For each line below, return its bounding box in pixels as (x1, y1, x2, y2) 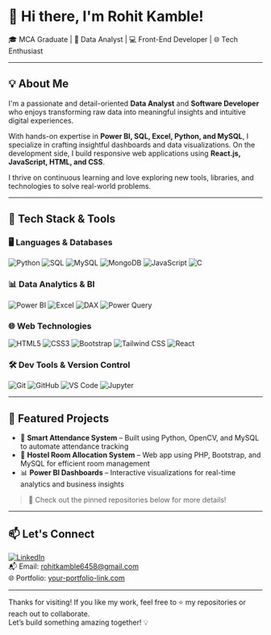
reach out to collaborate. (8, 608, 90, 618)
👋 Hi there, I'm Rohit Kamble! (8, 7, 204, 26)
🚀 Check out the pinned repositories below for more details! (27, 495, 227, 505)
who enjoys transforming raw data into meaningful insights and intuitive (8, 107, 246, 116)
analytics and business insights (19, 479, 125, 489)
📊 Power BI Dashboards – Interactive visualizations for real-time (19, 468, 236, 478)
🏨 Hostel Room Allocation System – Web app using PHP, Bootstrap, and (19, 450, 261, 460)
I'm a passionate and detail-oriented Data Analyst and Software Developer (8, 98, 260, 108)
